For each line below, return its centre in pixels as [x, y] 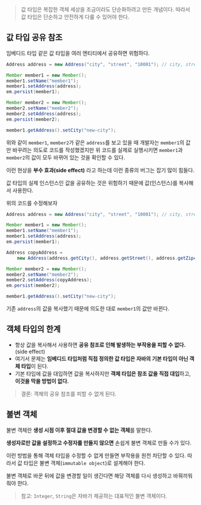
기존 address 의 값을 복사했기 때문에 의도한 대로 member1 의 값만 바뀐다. [88, 309]
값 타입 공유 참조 [34, 37]
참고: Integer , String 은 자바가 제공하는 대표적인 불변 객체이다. [94, 495]
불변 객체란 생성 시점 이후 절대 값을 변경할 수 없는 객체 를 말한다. [79, 430]
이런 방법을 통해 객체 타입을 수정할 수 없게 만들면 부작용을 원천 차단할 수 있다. [96, 455]
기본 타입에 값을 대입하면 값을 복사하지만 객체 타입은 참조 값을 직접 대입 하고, [103, 373]
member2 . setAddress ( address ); [44, 114]
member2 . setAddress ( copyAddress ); [49, 280]
